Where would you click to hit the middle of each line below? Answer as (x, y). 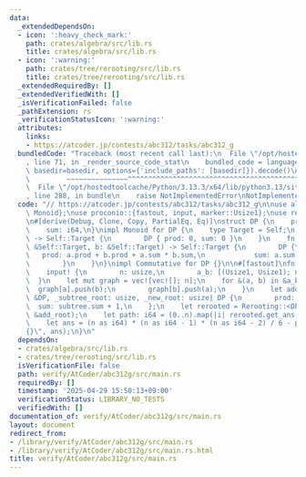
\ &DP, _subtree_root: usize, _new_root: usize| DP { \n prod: (161, 297)
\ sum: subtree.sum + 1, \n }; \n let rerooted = (132, 306)
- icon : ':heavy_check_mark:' (75, 35)
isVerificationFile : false (69, 366)
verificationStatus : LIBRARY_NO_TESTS (92, 399)
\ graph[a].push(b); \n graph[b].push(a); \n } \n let (154, 289)
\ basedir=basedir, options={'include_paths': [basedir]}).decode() (158, 171)
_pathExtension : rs (55, 111)
